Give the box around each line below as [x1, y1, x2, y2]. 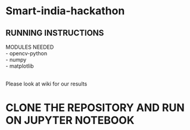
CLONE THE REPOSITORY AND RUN [5, 101, 185, 115]
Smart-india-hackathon [5, 4, 125, 18]
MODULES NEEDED [5, 43, 54, 50]
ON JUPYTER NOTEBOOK [5, 114, 135, 127]
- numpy [5, 56, 27, 63]
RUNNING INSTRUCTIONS [5, 28, 104, 38]
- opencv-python [5, 50, 48, 57]
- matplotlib [5, 62, 34, 69]
